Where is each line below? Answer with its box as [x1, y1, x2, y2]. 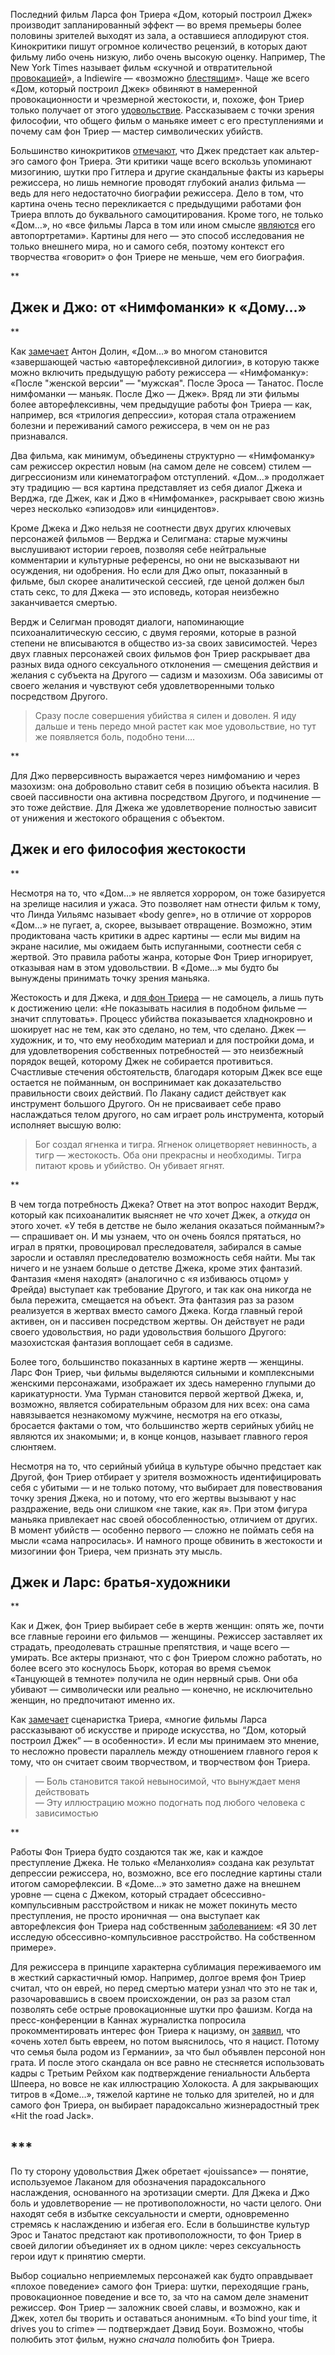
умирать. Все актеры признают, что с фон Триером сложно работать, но [10, 1652, 323, 1664]
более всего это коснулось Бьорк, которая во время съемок [10, 1662, 272, 1674]
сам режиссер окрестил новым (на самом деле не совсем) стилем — [10, 460, 312, 472]
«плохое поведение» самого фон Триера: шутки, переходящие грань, [10, 2280, 310, 2293]
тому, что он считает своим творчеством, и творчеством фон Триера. [10, 1756, 311, 1768]
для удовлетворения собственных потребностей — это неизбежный [10, 1044, 304, 1056]
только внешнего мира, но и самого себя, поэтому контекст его [10, 240, 285, 252]
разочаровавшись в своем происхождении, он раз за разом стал [10, 1993, 291, 2005]
